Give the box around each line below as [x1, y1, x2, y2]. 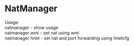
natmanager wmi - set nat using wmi [4, 30, 80, 36]
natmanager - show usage [4, 24, 59, 30]
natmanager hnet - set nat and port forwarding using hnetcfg [4, 35, 130, 41]
